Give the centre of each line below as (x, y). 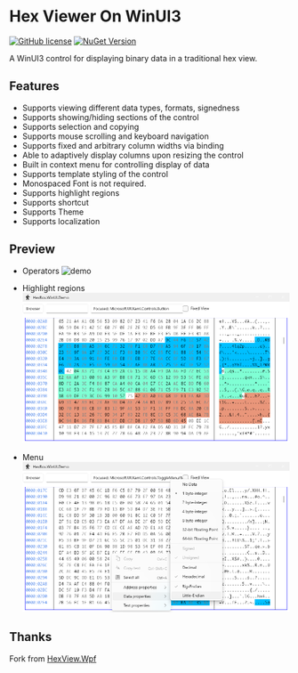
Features (34, 86)
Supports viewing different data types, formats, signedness (131, 108)
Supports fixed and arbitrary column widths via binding (123, 145)
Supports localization (61, 221)
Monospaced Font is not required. (84, 183)
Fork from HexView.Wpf (53, 658)
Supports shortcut (55, 202)
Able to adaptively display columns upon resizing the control (133, 155)
